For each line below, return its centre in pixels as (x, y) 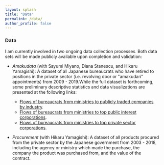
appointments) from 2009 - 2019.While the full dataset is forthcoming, (83, 82)
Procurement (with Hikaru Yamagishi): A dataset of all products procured (85, 137)
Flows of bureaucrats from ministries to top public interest (78, 112)
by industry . (31, 107)
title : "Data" (20, 14)
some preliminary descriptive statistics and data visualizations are (79, 87)
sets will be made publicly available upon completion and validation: (73, 56)
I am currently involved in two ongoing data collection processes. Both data (81, 51)
